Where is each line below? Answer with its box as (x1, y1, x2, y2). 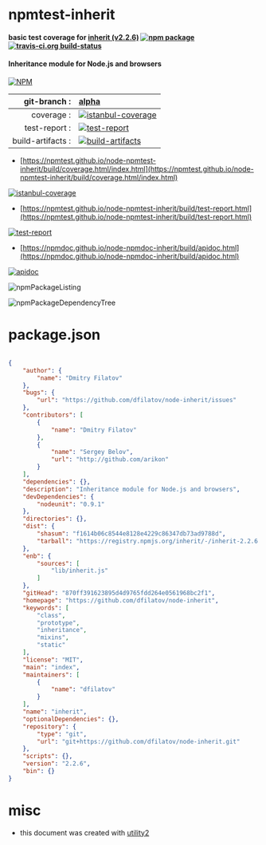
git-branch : (23, 96, 72, 107)
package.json (8, 326, 101, 344)
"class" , (37, 611, 66, 619)
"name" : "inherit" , (22, 708, 88, 716)
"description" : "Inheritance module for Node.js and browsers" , (22, 485, 241, 493)
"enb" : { (22, 552, 52, 560)
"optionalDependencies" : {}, (22, 715, 119, 723)
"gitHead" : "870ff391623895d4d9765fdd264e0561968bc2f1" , (22, 589, 216, 598)
